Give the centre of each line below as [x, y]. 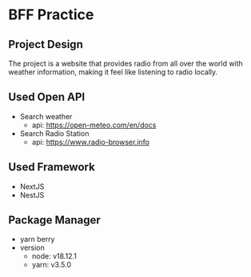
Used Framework [52, 167]
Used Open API [47, 97]
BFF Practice [51, 15]
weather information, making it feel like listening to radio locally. [113, 72]
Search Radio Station [54, 133]
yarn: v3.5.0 [52, 265]
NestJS [32, 195]
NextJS [32, 187]
